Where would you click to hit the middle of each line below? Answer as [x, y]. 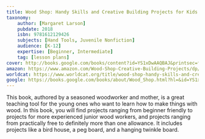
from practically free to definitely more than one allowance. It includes [95, 123]
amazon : [16, 69]
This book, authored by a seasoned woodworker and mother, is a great [95, 98]
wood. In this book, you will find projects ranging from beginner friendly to [100, 110]
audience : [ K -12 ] [39, 46]
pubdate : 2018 [35, 29]
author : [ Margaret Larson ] [52, 23]
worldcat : [19, 74]
